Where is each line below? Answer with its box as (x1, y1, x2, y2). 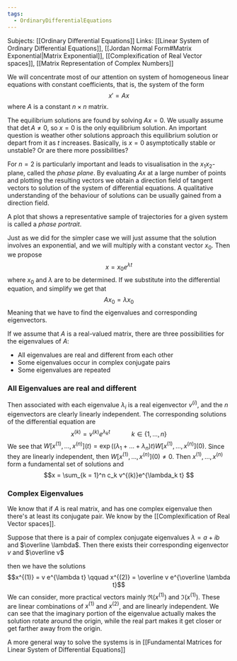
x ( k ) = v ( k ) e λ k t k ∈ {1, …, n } (70, 428, 168, 438)
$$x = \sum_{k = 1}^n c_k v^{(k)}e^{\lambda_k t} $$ (43, 471, 195, 479)
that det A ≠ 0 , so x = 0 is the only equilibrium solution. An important (7, 123, 207, 131)
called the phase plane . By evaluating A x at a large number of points (27, 169, 226, 177)
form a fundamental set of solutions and (7, 460, 125, 468)
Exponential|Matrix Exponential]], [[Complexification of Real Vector (7, 51, 203, 60)
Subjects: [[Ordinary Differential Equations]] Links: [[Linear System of (7, 36, 209, 45)
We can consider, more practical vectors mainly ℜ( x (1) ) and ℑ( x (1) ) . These (7, 591, 221, 601)
